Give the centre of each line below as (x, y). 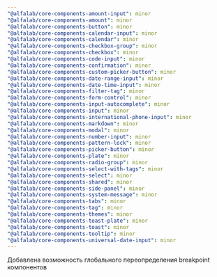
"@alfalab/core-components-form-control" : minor (79, 98)
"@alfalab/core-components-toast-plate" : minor (78, 221)
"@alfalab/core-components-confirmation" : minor (79, 65)
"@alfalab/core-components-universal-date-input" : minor (92, 240)
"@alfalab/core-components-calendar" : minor (73, 40)
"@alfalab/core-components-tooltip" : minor (72, 234)
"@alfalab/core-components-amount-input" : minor (79, 14)
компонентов (27, 267)
